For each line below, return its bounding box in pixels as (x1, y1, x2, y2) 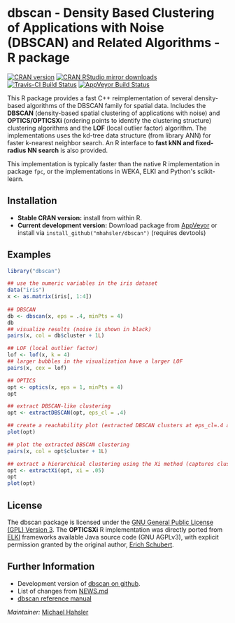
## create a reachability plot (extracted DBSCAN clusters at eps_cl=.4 (7, 422, 224, 429)
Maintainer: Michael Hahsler (7, 608, 89, 616)
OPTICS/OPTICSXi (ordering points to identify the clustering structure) (7, 116, 212, 124)
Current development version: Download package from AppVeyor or (17, 221, 218, 229)
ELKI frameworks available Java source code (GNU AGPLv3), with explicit (7, 533, 219, 541)
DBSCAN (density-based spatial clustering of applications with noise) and (7, 109, 220, 117)
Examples (7, 249, 51, 261)
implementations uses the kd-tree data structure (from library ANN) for (7, 131, 211, 140)
